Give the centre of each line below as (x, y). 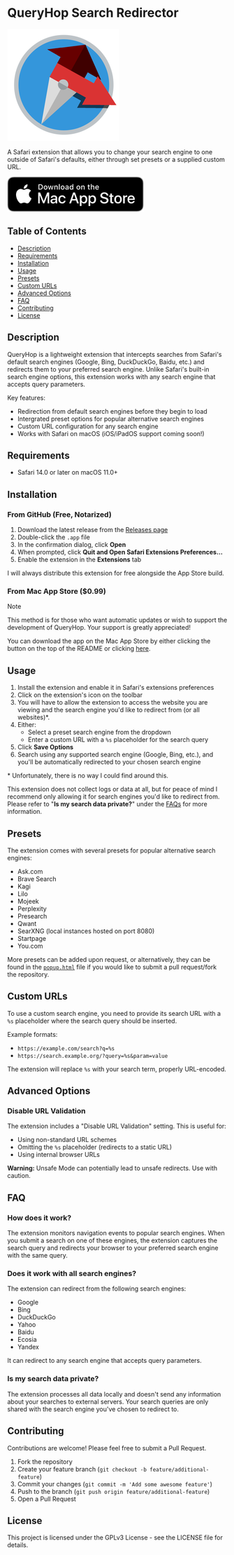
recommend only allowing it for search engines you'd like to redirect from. (114, 796)
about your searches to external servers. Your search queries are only (108, 1401)
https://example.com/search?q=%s (66, 1048)
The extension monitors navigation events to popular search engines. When (116, 1233)
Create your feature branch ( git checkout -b (82, 1469)
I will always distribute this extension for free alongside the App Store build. (116, 573)
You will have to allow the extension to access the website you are (112, 702)
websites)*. (34, 717)
